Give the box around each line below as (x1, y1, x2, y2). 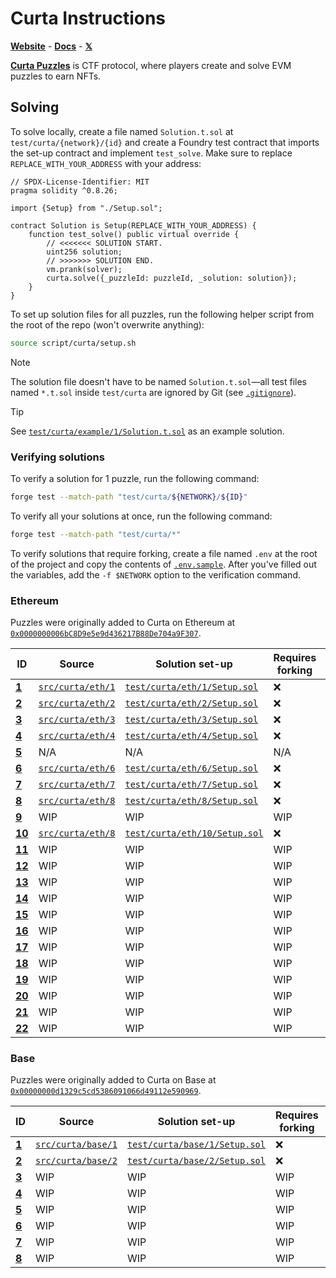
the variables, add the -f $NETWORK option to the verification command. (10, 568, 301, 581)
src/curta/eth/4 (38, 730, 116, 741)
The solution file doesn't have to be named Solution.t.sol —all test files (10, 375, 307, 387)
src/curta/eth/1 (38, 681, 116, 692)
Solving (10, 99, 60, 116)
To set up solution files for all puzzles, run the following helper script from (10, 308, 315, 320)
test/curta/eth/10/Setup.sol (124, 827, 264, 839)
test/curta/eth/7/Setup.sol (124, 778, 259, 790)
